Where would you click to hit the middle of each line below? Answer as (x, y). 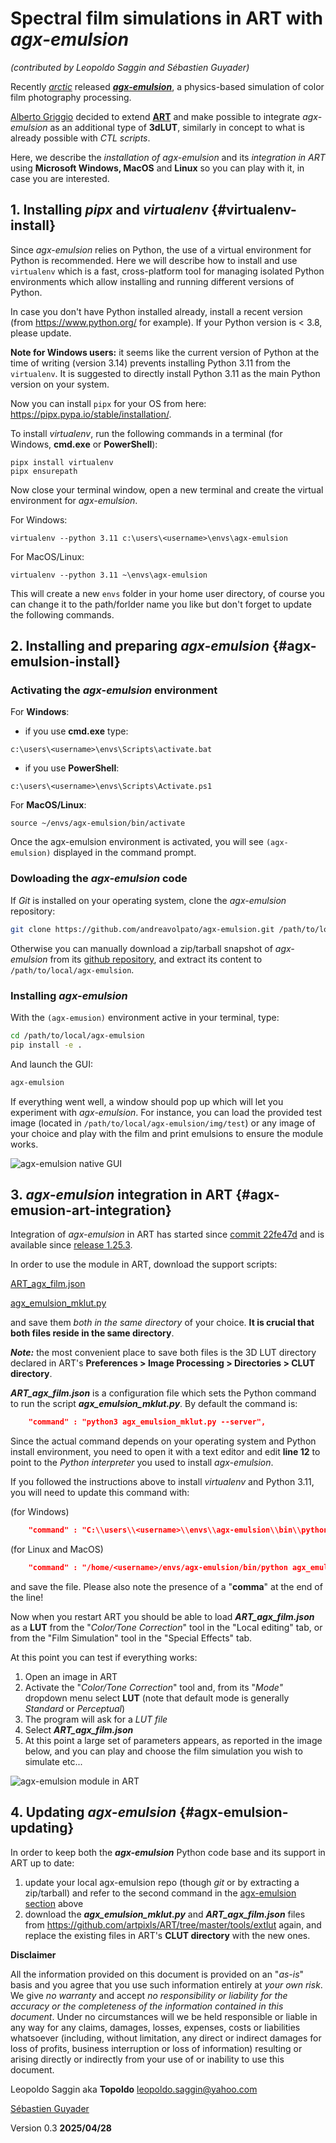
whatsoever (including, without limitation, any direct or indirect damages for (166, 2038)
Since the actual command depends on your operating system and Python (163, 1441)
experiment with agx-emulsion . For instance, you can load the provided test (166, 1112)
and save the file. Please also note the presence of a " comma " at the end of (166, 1586)
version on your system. (60, 384)
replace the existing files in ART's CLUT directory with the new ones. (167, 1935)
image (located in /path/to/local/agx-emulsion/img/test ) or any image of (163, 1123)
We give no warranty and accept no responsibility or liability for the (149, 1995)
